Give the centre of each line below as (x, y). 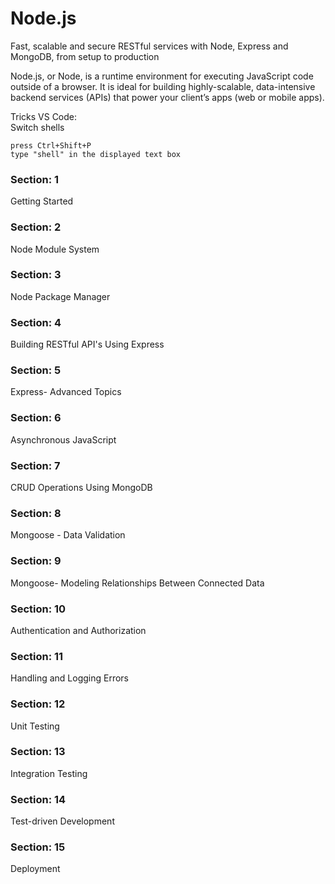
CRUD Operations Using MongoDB (81, 488)
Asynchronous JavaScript (63, 439)
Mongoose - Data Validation (68, 535)
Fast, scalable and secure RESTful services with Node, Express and (149, 46)
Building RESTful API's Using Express (87, 344)
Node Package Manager (60, 296)
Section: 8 (36, 513)
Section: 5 (36, 370)
